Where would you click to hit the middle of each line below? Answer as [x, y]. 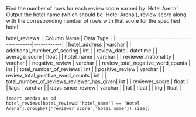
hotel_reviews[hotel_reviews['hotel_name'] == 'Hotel [73, 104]
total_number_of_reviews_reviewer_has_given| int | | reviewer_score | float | [97, 81]
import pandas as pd [31, 98]
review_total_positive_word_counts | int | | [56, 75]
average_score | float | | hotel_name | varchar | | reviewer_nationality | [90, 57]
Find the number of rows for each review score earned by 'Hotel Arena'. [93, 8]
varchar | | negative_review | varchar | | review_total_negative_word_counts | [98, 63]
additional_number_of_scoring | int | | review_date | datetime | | [82, 51]
